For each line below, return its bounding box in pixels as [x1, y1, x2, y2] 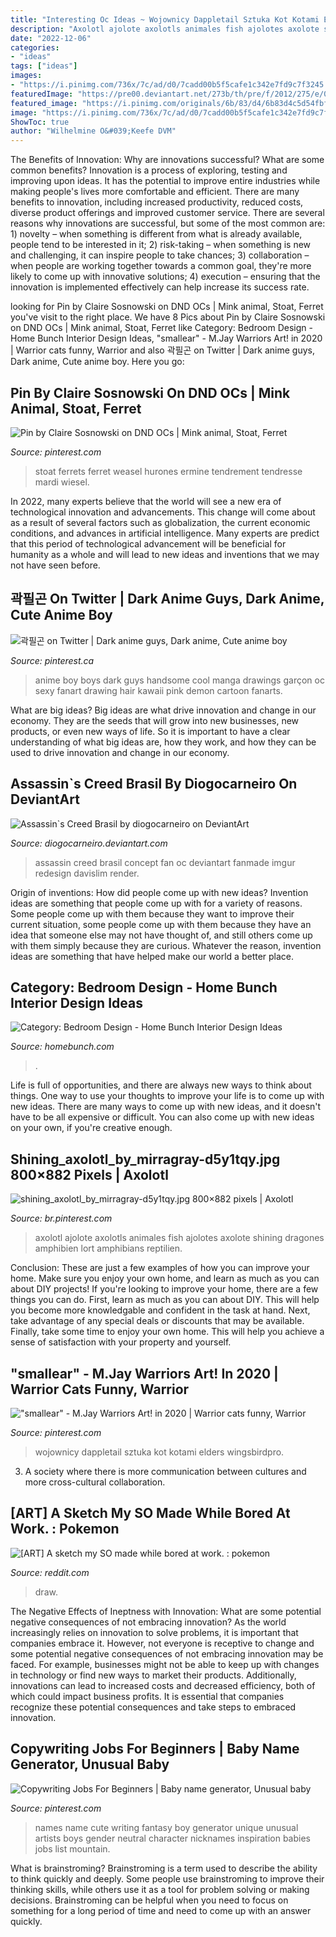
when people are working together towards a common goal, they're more [10, 260, 312, 272]
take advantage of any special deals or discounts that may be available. [10, 1315, 305, 1327]
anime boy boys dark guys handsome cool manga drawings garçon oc [34, 674, 325, 686]
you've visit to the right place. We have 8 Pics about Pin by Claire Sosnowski [10, 311, 326, 323]
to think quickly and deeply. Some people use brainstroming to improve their [10, 1872, 325, 1885]
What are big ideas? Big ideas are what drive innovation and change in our [10, 704, 317, 716]
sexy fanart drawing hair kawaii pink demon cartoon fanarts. [34, 684, 283, 696]
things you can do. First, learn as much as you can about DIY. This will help [10, 1294, 320, 1306]
